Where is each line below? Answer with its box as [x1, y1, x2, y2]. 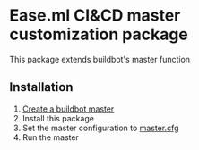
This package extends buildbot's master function [9, 54, 191, 64]
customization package [9, 24, 188, 45]
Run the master [22, 131, 79, 143]
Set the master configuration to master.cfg [22, 122, 179, 133]
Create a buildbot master [22, 104, 115, 114]
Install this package [22, 112, 94, 123]
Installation [9, 79, 74, 95]
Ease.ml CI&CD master [9, 5, 181, 26]
